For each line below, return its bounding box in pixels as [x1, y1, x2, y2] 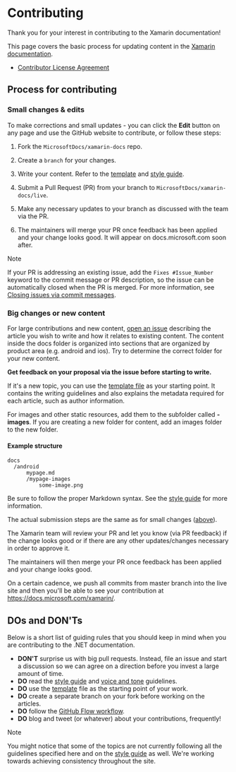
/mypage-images [25, 475, 71, 483]
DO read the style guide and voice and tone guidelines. [17, 677, 178, 685]
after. [17, 240, 33, 249]
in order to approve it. [7, 544, 70, 552]
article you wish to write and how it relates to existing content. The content [7, 331, 224, 340]
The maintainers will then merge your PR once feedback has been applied [7, 558, 222, 566]
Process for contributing [7, 83, 118, 96]
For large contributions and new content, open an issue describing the [7, 323, 211, 333]
